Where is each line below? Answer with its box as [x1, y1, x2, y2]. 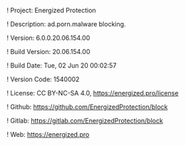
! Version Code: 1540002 [6, 75, 80, 83]
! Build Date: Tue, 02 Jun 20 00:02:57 [6, 61, 117, 70]
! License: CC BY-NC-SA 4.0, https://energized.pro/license [6, 89, 179, 97]
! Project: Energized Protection [6, 6, 97, 14]
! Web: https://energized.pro [6, 130, 90, 138]
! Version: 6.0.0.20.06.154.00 [6, 33, 91, 42]
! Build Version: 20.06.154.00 [6, 48, 91, 56]
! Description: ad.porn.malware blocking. [6, 20, 126, 28]
